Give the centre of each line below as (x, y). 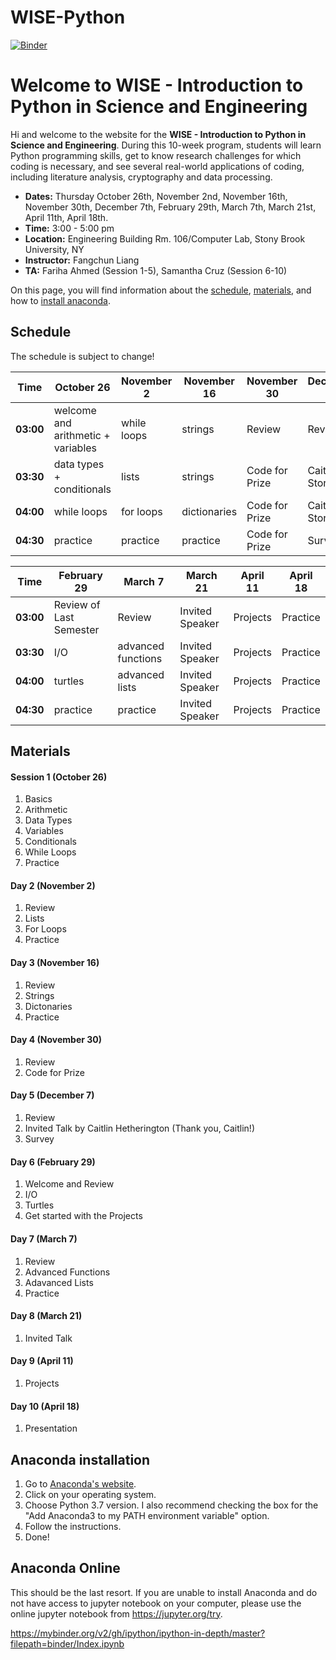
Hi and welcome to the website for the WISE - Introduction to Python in (158, 134)
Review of (77, 604)
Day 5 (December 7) (52, 1095)
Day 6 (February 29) (53, 1162)
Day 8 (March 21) (46, 1316)
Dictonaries (48, 1006)
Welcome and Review (69, 1184)
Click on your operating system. (90, 1494)
